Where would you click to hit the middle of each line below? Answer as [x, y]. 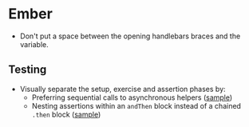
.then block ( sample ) [66, 114]
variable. [34, 44]
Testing [28, 70]
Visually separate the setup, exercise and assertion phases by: [123, 89]
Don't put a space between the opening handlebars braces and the [130, 36]
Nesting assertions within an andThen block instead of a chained [136, 105]
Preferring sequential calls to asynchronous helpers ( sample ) [132, 97]
